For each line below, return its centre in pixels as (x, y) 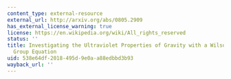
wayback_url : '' (30, 65)
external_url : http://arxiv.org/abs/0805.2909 (75, 20)
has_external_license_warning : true (59, 26)
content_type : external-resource (55, 13)
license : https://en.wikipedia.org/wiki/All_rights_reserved (97, 33)
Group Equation (35, 52)
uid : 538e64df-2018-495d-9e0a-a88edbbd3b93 (70, 58)
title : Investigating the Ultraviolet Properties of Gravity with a (107, 45)
